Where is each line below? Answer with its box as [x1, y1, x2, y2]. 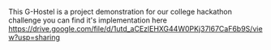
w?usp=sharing [8, 32, 61, 42]
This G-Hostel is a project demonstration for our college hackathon [8, 7, 233, 16]
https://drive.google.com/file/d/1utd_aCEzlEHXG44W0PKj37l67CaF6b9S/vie [8, 24, 263, 33]
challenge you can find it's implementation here [8, 15, 168, 25]
